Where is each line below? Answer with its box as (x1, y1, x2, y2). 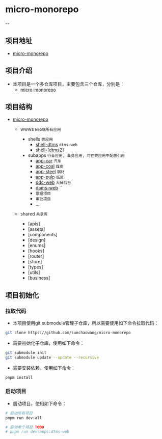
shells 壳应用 (28, 136, 53, 142)
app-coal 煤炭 (35, 163, 64, 169)
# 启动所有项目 (5, 410, 33, 416)
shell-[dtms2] (35, 147, 64, 153)
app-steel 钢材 (35, 169, 65, 175)
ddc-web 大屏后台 (35, 179, 71, 185)
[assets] (28, 226, 45, 232)
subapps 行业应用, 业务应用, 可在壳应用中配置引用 (28, 152, 125, 158)
